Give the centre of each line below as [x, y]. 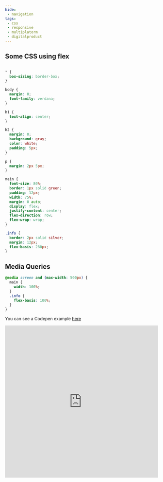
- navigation [20, 14]
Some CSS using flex [37, 56]
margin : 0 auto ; [26, 202]
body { [12, 90]
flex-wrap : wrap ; [27, 220]
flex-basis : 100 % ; [32, 300]
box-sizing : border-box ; [34, 76]
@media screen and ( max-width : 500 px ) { [47, 278]
